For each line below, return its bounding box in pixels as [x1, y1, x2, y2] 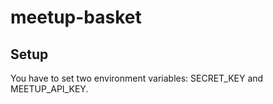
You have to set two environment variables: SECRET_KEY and [10, 72, 264, 84]
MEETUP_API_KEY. [10, 83, 89, 95]
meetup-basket [10, 6, 142, 29]
